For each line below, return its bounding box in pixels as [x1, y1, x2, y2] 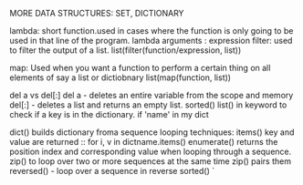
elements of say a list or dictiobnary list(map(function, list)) [9, 72, 231, 83]
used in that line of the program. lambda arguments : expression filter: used [9, 36, 293, 46]
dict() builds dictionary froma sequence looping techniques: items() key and [9, 127, 295, 138]
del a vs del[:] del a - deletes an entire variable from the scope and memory [9, 90, 294, 100]
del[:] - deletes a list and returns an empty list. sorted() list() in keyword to [9, 99, 287, 110]
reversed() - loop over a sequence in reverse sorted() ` [9, 166, 215, 176]
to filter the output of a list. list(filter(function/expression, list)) [9, 45, 242, 56]
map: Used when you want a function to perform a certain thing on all [9, 63, 271, 73]
